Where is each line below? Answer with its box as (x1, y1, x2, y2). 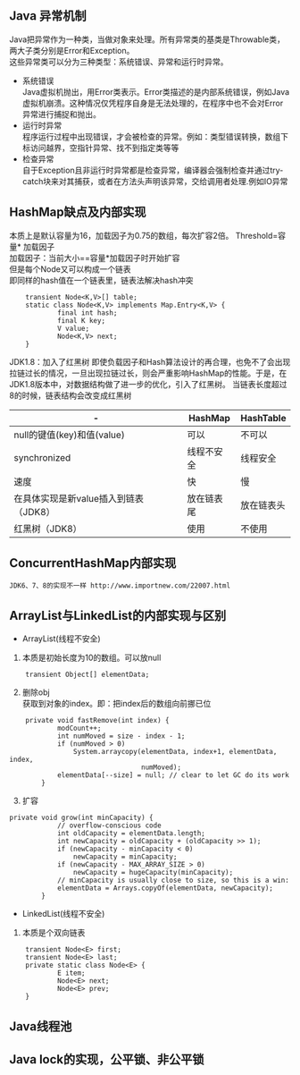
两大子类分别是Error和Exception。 (9, 45, 135, 55)
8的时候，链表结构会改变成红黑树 (9, 390, 132, 401)
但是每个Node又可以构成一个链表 (9, 263, 131, 275)
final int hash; (56, 308, 118, 317)
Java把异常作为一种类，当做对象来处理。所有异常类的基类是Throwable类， (9, 34, 286, 45)
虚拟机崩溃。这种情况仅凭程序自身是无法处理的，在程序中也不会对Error (21, 97, 284, 108)
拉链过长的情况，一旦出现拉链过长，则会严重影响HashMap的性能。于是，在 (9, 368, 287, 378)
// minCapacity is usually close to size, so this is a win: (56, 876, 290, 885)
